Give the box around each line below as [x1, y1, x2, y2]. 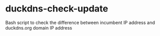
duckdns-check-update [5, 3, 108, 14]
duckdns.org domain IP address [5, 24, 73, 30]
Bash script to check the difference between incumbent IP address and [5, 19, 155, 25]
